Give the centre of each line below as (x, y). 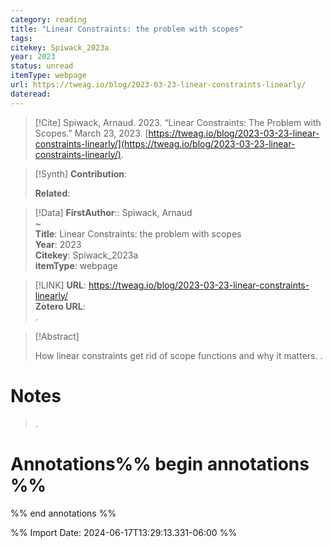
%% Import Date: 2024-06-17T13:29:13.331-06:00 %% (124, 532)
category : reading (48, 19)
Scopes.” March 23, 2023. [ (91, 133)
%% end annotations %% (63, 513)
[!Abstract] (57, 336)
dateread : (31, 94)
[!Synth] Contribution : (81, 173)
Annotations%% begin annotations (160, 463)
